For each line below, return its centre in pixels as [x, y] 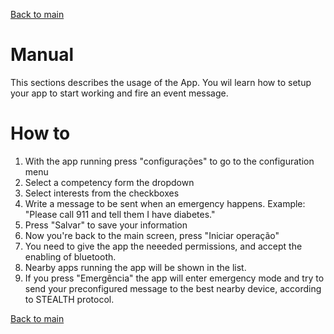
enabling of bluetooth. [70, 256]
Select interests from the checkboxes [102, 193]
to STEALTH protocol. [69, 299]
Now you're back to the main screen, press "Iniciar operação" [152, 235]
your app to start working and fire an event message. [119, 93]
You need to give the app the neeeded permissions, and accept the [163, 246]
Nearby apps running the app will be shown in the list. [135, 267]
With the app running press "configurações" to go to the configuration [169, 161]
